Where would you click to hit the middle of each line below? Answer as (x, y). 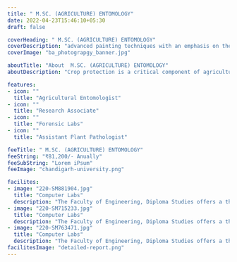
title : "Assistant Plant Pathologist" (71, 137)
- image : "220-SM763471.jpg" (50, 228)
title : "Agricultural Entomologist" (67, 98)
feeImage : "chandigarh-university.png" (66, 170)
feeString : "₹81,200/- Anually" (55, 156)
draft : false (26, 27)
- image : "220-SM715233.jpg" (50, 208)
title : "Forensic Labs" (48, 124)
